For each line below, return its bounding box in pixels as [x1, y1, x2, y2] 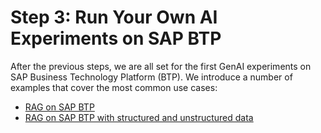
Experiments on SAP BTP [10, 27, 222, 50]
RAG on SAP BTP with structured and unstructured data [24, 111, 254, 123]
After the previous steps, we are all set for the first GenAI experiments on [10, 60, 312, 72]
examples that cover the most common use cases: [10, 81, 218, 93]
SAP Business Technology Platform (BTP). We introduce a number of [10, 71, 293, 83]
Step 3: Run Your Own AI [10, 6, 218, 29]
